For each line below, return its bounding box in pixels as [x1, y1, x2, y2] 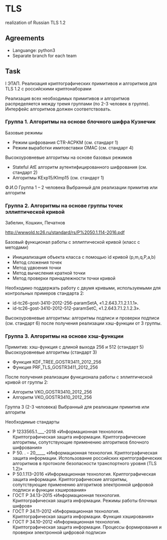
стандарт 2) [12, 169, 38, 175]
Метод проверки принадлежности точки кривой [12, 275, 116, 281]
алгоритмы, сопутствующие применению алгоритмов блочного [12, 439, 149, 445]
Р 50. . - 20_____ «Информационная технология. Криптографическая [12, 450, 158, 456]
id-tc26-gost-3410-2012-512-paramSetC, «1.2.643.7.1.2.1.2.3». [12, 305, 141, 311]
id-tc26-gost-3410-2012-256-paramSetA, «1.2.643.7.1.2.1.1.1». [12, 300, 139, 306]
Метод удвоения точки [12, 265, 61, 271]
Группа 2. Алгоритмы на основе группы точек [5, 202, 123, 209]
